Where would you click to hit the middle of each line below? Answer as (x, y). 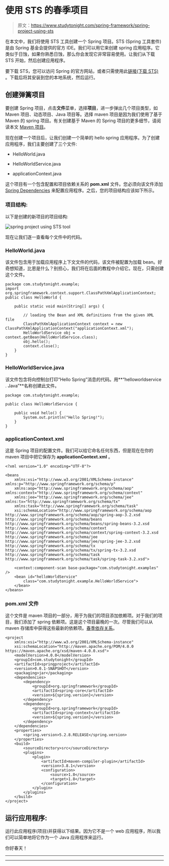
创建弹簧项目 (25, 95)
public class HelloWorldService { (41, 404)
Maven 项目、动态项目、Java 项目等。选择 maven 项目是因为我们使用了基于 (84, 114)
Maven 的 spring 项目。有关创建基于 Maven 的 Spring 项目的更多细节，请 (81, 120)
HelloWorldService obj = (49, 333)
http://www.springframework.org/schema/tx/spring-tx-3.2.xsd (71, 550)
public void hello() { (38, 413)
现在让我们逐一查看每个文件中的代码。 (45, 237)
